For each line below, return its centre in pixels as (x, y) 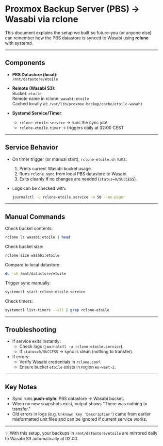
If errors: (21, 357)
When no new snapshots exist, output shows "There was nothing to (80, 404)
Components (25, 63)
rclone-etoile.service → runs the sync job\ (63, 122)
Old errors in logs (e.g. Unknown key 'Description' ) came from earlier (81, 414)
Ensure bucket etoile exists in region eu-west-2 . (67, 367)
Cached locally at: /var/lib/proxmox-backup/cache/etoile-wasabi (77, 103)
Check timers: (19, 301)
